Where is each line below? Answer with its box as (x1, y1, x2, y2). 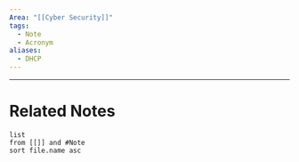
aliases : (9, 46, 42, 55)
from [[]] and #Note (9, 138, 86, 147)
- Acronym (17, 37, 53, 47)
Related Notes (9, 101, 116, 121)
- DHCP (17, 54, 42, 63)
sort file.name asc (9, 146, 82, 155)
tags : (9, 21, 29, 30)
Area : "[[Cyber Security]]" (9, 12, 114, 22)
